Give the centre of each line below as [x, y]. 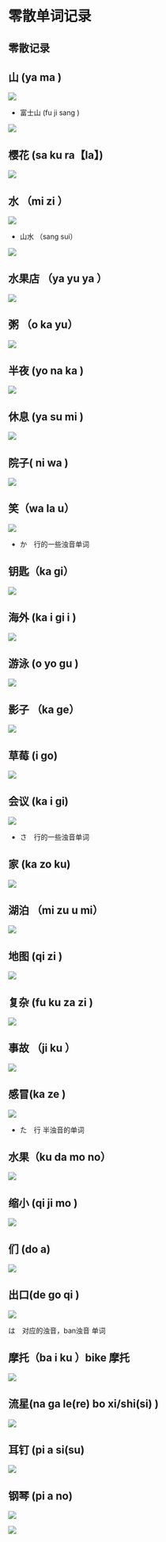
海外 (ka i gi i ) [42, 618]
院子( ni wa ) [38, 463]
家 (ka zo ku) [40, 865]
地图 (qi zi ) [36, 956]
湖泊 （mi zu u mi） [56, 910]
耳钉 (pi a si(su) [47, 1450]
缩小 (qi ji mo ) [43, 1203]
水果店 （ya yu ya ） [58, 279]
